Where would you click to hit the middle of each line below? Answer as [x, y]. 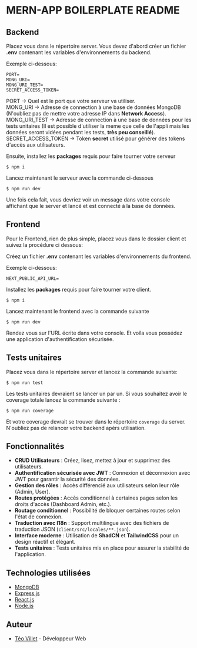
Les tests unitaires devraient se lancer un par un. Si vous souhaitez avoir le [96, 394]
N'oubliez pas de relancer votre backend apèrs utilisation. [76, 428]
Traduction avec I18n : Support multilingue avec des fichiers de [92, 523]
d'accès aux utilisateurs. [36, 145]
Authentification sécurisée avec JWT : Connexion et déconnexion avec [102, 473]
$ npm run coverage [30, 411]
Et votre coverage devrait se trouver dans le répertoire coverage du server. [96, 421]
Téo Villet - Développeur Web [50, 639]
